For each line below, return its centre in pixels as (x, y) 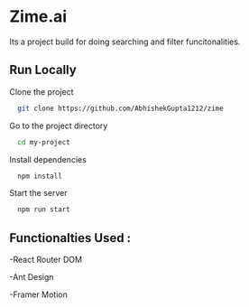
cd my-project (44, 142)
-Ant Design (32, 277)
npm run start (44, 209)
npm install (40, 176)
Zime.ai (38, 17)
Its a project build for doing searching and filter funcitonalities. (125, 42)
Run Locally (43, 70)
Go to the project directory (59, 126)
